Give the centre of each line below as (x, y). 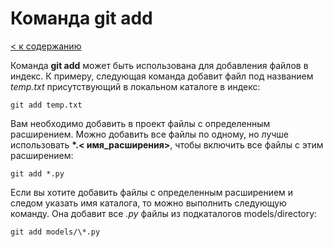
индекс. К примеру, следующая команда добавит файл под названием (162, 76)
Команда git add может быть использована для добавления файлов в (159, 65)
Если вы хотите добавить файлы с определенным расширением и (152, 192)
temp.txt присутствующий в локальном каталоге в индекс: (135, 86)
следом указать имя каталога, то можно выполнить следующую (148, 203)
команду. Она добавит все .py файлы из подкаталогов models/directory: (164, 213)
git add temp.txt (46, 105)
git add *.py (37, 173)
